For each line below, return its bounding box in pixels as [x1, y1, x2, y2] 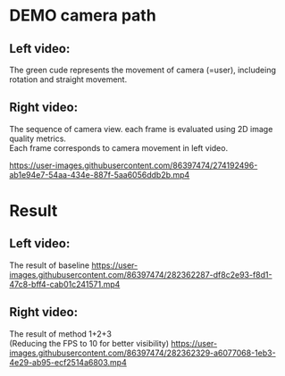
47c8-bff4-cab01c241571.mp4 [9, 279, 121, 289]
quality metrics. [9, 133, 67, 144]
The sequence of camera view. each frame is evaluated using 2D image [9, 123, 273, 134]
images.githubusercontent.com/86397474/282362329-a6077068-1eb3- [9, 347, 276, 358]
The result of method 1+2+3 [9, 328, 112, 339]
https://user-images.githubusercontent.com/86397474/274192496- [9, 160, 258, 171]
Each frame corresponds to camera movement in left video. [9, 142, 229, 153]
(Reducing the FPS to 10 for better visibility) [9, 338, 170, 348]
